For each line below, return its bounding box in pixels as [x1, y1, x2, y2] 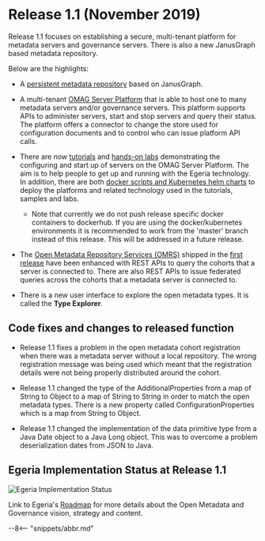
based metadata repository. [8, 48, 99, 58]
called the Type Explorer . [19, 298, 103, 308]
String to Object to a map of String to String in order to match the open [19, 392, 250, 401]
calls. [19, 136, 37, 146]
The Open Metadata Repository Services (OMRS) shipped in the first [19, 249, 244, 259]
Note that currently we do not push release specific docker [31, 209, 224, 218]
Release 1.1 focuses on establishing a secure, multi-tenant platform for [8, 32, 237, 41]
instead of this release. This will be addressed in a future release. [31, 234, 244, 244]
